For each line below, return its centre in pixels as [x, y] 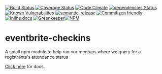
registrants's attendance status [37, 57]
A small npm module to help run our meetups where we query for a [73, 51]
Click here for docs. [25, 66]
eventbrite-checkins [48, 38]
